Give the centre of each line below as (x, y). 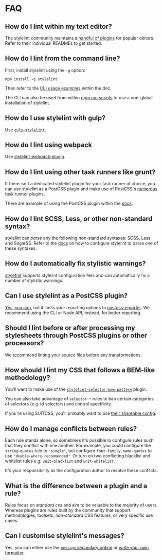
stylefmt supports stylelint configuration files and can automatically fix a (77, 275)
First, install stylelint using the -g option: (45, 70)
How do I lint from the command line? (63, 59)
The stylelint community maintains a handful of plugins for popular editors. (80, 38)
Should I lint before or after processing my (70, 328)
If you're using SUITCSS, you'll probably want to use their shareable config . (81, 413)
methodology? (27, 377)
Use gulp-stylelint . (26, 130)
